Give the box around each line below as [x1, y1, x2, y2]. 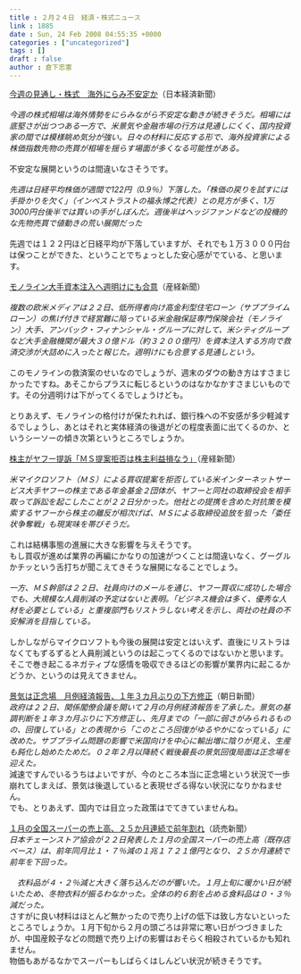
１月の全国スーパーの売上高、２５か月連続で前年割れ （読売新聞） [9, 823, 252, 834]
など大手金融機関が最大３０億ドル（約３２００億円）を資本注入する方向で [9, 335, 283, 346]
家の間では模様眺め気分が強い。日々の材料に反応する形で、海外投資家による [9, 131, 291, 142]
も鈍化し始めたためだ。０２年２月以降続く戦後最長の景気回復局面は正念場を [9, 746, 291, 757]
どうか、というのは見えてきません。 [9, 669, 142, 680]
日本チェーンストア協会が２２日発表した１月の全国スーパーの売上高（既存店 [9, 834, 290, 844]
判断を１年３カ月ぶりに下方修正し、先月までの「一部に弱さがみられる [16, 712, 275, 724]
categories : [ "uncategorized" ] [9, 38, 130, 47]
